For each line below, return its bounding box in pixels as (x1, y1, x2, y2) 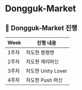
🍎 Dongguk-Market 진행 (5, 24, 78, 32)
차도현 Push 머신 (26, 77, 62, 84)
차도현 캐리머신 (26, 59, 59, 65)
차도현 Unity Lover (26, 67, 67, 74)
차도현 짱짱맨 (26, 49, 55, 56)
